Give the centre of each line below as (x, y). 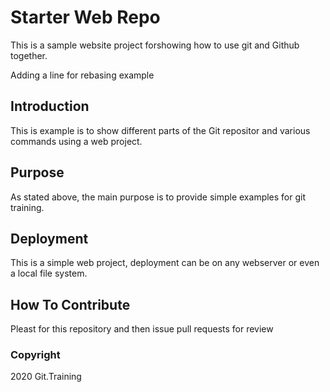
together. (29, 55)
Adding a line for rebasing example (82, 75)
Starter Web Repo (85, 17)
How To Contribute (70, 304)
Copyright (35, 355)
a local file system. (49, 273)
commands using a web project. (76, 141)
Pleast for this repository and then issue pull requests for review (142, 329)
